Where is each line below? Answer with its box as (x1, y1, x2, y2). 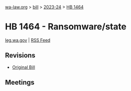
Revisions (5, 51, 36, 60)
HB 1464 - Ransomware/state (5, 21, 127, 32)
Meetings (5, 78, 35, 87)
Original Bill (12, 64, 36, 70)
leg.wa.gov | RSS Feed (5, 37, 51, 43)
